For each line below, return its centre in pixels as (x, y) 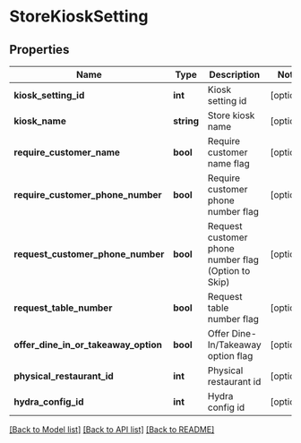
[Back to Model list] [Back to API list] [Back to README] (112, 430)
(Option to (229, 271)
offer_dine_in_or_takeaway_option (88, 345)
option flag (230, 356)
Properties (39, 50)
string (186, 121)
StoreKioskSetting (79, 17)
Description (235, 75)
